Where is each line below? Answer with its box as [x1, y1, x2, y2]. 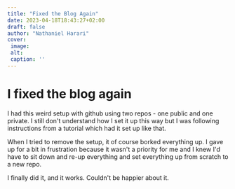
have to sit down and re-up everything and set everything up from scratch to [7, 152, 229, 161]
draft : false [7, 23, 46, 30]
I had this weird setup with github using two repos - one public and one [7, 109, 213, 118]
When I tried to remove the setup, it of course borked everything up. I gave [7, 137, 224, 146]
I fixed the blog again [7, 85, 132, 101]
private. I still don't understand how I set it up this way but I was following [7, 116, 220, 125]
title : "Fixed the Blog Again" [7, 10, 99, 17]
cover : [7, 36, 27, 43]
